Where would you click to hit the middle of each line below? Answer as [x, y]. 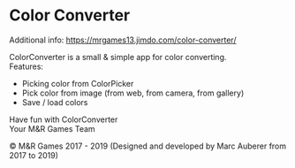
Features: [26, 66]
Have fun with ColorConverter [64, 119]
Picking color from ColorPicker [78, 83]
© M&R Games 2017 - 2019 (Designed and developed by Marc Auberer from [148, 146]
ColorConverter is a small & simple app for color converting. [118, 57]
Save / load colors [55, 102]
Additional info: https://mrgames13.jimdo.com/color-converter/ [123, 40]
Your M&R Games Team [52, 128]
